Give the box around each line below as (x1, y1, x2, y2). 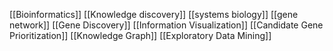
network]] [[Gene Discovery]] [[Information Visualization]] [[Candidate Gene (9, 19, 324, 31)
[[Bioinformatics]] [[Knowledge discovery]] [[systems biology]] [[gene (9, 9, 299, 20)
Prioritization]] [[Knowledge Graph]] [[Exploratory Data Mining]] (9, 30, 272, 41)
